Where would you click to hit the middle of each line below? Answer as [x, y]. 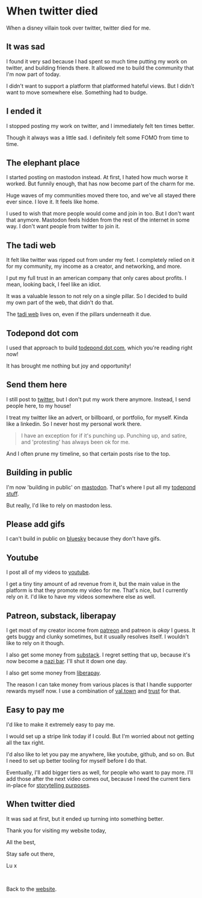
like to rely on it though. [35, 643]
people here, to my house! [38, 406]
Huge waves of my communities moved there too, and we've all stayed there [101, 196]
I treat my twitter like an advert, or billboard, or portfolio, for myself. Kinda [97, 417]
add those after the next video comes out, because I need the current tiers [99, 779]
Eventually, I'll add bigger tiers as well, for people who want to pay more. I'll [100, 772]
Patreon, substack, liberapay [61, 616]
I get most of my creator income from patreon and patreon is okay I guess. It [101, 630]
